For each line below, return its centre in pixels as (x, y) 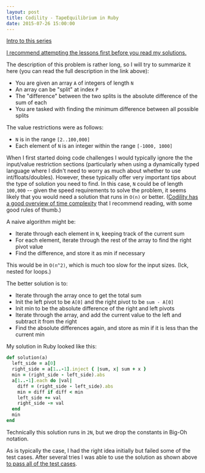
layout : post (23, 12)
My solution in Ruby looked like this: (51, 347)
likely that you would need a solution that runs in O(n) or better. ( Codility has (102, 197)
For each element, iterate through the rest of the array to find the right (103, 240)
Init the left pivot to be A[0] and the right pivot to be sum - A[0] (95, 302)
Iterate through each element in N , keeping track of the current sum (100, 234)
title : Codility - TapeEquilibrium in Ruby (63, 18)
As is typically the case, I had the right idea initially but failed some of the (99, 450)
